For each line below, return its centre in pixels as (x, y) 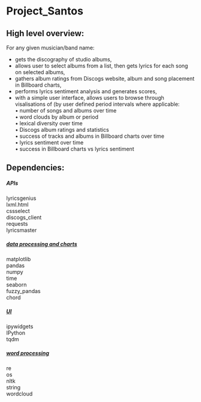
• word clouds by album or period (57, 117)
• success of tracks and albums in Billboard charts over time (90, 136)
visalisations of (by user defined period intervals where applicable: (97, 104)
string (13, 388)
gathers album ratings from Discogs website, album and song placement (105, 79)
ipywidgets (20, 327)
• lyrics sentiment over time (49, 142)
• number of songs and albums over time (66, 110)
